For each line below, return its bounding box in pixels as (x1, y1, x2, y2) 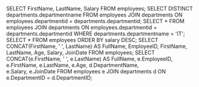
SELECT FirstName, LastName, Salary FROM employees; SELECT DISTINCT (6, 5, 193, 12)
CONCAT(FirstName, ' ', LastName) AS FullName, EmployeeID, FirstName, (6, 43, 188, 50)
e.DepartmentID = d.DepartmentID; (6, 74, 93, 81)
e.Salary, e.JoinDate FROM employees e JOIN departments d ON (6, 68, 166, 75)
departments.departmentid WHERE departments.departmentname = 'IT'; (6, 30, 185, 37)
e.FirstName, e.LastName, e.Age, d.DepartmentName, (6, 62, 139, 69)
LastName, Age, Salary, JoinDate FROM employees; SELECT (6, 49, 155, 56)
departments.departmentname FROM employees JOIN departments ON (6, 11, 183, 18)
